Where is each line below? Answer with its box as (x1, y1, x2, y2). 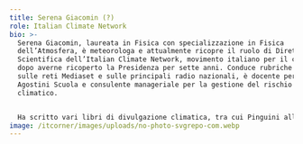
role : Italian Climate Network (9, 22, 127, 31)
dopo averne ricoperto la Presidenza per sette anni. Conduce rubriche (17, 64, 293, 73)
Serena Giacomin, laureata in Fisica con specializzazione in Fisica (17, 38, 284, 48)
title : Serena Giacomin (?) (9, 13, 115, 22)
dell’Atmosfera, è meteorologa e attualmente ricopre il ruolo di (17, 47, 272, 56)
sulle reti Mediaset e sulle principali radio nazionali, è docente (17, 72, 280, 81)
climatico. (17, 88, 59, 97)
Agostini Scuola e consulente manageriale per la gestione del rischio (17, 80, 293, 89)
